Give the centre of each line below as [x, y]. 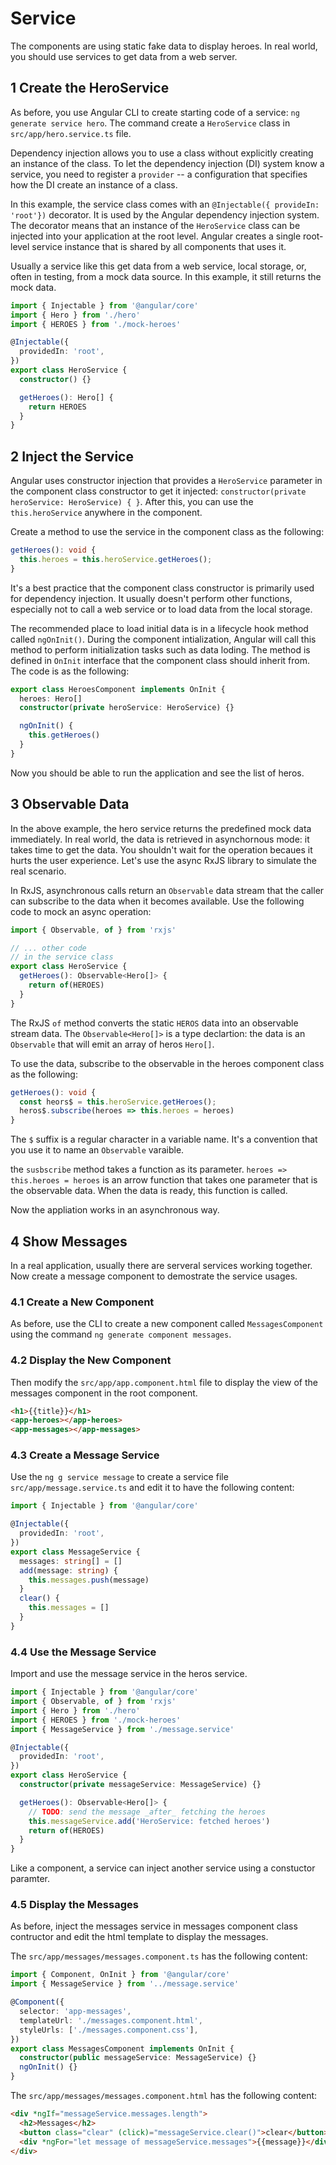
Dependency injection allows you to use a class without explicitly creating [162, 153]
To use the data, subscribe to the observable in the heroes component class [167, 1063]
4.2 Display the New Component [91, 1360]
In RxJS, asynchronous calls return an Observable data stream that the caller [167, 890]
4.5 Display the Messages [74, 1905]
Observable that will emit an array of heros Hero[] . [112, 1044]
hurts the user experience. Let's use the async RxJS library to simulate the [163, 860]
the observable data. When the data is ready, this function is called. [149, 1191]
